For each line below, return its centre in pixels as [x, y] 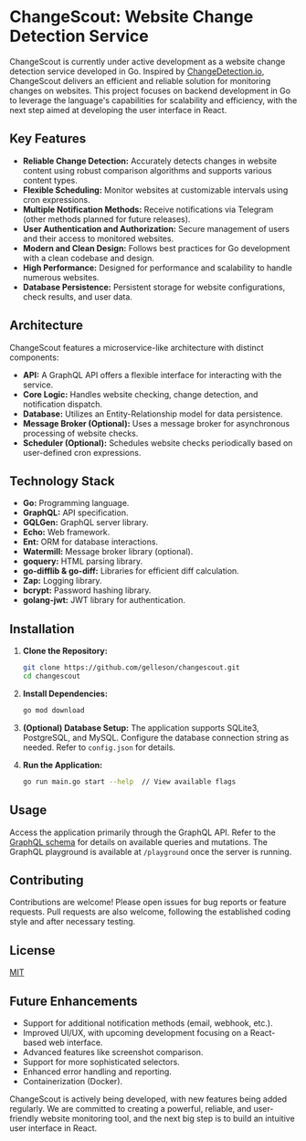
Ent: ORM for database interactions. [90, 542]
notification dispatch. [63, 404]
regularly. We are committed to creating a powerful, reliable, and [131, 1108]
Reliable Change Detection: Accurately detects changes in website [149, 161]
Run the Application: [63, 765]
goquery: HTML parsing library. [83, 561]
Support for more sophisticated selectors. [101, 1062]
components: [34, 357]
